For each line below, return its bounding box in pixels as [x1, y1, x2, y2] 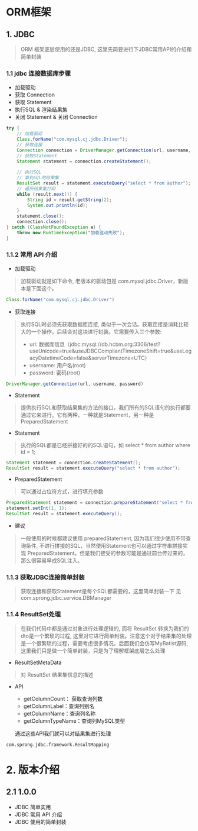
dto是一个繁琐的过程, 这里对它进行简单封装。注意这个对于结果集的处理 [20, 632, 192, 639]
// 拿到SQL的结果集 [16, 175, 59, 181]
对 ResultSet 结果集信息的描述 [20, 671, 94, 678]
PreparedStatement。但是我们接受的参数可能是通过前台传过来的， [27, 549, 189, 557]
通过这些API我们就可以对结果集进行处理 [14, 730, 111, 737]
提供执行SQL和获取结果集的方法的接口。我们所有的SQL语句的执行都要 [20, 403, 192, 411]
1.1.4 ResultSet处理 [6, 610, 61, 619]
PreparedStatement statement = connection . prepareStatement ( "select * [6, 500, 183, 506]
